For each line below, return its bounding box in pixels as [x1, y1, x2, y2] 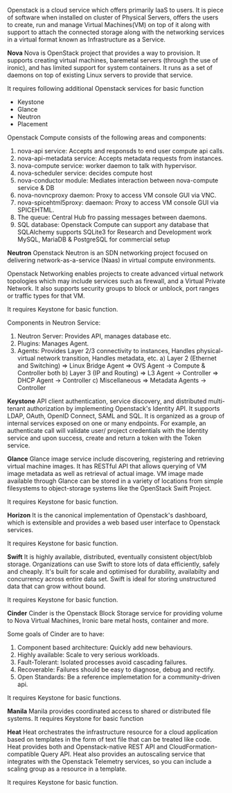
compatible [7, 750, 39, 758]
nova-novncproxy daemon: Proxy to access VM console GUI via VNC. [17, 191, 217, 199]
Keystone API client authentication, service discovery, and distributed [7, 397, 207, 405]
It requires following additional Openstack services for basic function [7, 85, 204, 92]
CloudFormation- [168, 742, 218, 751]
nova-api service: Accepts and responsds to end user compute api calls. [17, 147, 225, 155]
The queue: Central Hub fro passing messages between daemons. [17, 213, 207, 221]
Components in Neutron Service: [7, 318, 101, 327]
